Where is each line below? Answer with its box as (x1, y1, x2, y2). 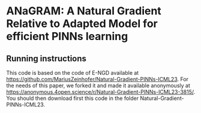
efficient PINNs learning (6, 30, 128, 43)
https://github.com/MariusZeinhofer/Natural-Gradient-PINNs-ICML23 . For (6, 76, 189, 83)
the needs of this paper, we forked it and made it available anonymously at (6, 82, 190, 89)
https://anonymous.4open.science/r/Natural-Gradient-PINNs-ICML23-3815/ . (6, 88, 196, 95)
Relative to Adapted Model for (6, 17, 158, 30)
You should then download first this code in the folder (6, 94, 139, 102)
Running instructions (6, 53, 87, 63)
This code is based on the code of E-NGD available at (6, 69, 139, 76)
